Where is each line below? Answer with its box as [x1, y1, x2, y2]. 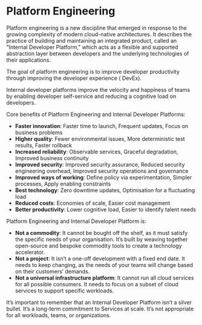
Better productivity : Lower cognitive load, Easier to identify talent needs [15, 205, 197, 213]
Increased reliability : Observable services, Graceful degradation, [15, 148, 178, 155]
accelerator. [15, 248, 45, 256]
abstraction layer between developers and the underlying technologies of [6, 50, 189, 57]
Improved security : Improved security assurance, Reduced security [15, 161, 185, 168]
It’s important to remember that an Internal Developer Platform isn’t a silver [6, 298, 192, 306]
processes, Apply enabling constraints [15, 180, 111, 187]
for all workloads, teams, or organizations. [6, 311, 111, 318]
